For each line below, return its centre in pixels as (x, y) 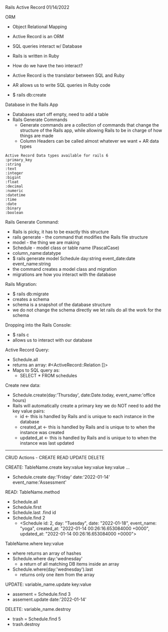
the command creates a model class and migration (64, 269)
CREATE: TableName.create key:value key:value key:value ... (67, 467)
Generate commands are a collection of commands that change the (89, 125)
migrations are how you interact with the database (64, 274)
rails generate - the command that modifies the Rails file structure (80, 237)
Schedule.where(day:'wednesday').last (53, 569)
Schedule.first (27, 507)
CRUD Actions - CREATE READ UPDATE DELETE (55, 457)
